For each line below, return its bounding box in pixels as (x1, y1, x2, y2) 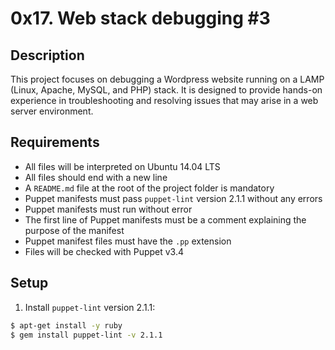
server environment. (10, 105, 94, 117)
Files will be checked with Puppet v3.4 (24, 245, 185, 257)
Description (10, 47, 85, 64)
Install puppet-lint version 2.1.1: (24, 301, 156, 313)
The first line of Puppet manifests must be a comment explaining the (24, 213, 307, 226)
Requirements (10, 134, 100, 151)
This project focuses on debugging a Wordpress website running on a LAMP (10, 73, 325, 85)
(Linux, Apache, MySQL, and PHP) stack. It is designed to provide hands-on (10, 84, 323, 96)
